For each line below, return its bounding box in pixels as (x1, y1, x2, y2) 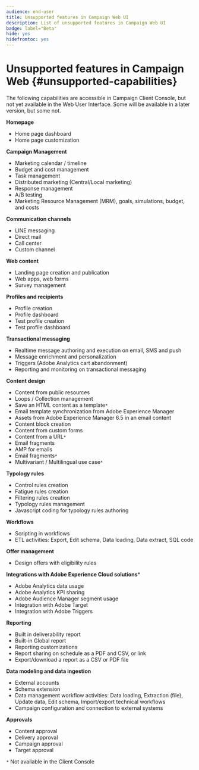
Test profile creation (14, 317, 64, 325)
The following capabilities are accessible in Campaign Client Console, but (6, 94, 186, 101)
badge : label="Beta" (6, 25, 58, 32)
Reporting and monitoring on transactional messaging (14, 366, 147, 373)
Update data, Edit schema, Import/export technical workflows (14, 698, 166, 705)
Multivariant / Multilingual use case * (14, 458, 103, 465)
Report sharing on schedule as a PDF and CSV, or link (14, 650, 147, 657)
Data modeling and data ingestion (6, 668, 91, 675)
